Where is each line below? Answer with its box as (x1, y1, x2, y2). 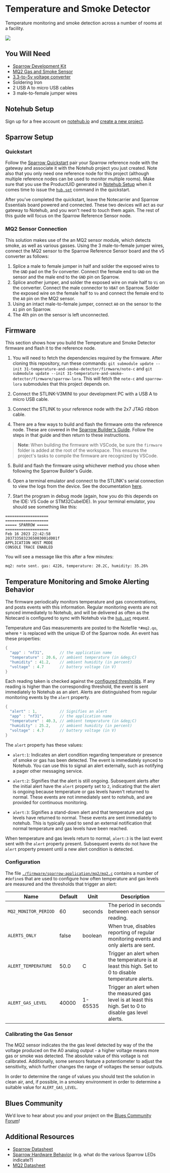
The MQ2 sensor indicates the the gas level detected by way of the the (5, 1042, 153, 1048)
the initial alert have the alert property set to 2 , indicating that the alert (12, 783, 160, 789)
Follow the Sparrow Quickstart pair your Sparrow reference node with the (5, 160, 158, 166)
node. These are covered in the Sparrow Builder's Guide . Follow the (12, 427, 154, 433)
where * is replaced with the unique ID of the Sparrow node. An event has (5, 630, 159, 637)
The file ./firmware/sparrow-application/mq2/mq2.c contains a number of (5, 870, 159, 876)
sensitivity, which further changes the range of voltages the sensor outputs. (5, 1064, 163, 1070)
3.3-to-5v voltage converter (12, 74, 71, 80)
